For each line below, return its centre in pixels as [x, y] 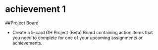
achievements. [27, 43]
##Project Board [22, 23]
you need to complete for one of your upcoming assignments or [78, 38]
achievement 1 [35, 9]
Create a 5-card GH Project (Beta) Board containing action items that [82, 32]
